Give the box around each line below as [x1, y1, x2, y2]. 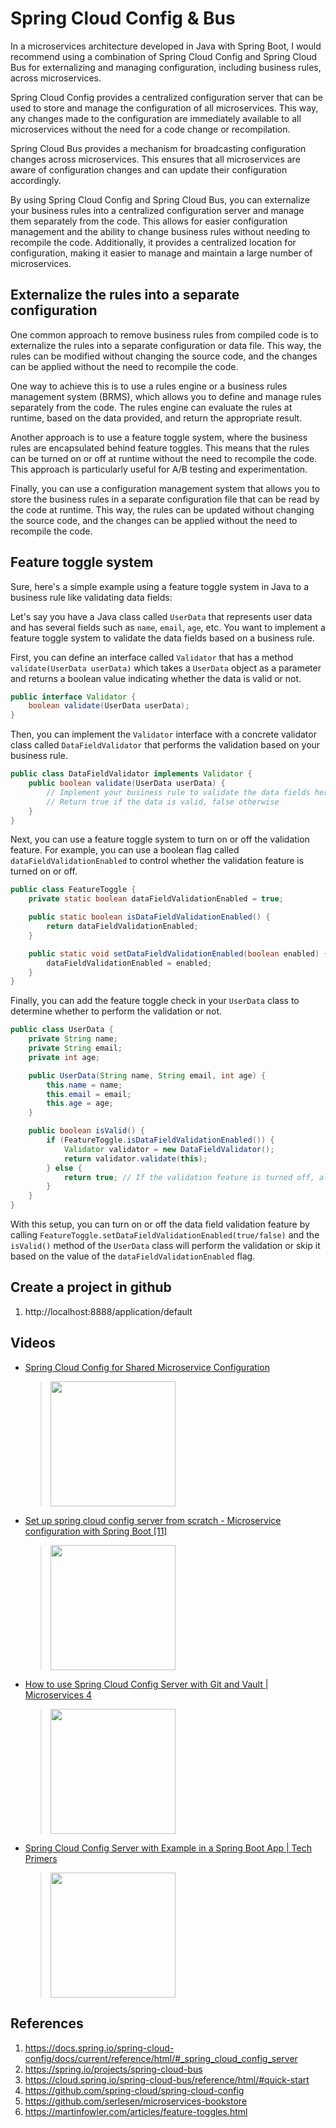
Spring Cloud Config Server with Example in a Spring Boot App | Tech [24, 1842, 312, 1854]
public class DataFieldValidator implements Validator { [10, 769, 253, 779]
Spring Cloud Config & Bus [10, 7, 236, 30]
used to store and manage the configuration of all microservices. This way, [10, 102, 319, 114]
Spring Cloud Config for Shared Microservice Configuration [24, 1361, 270, 1373]
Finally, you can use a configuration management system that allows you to [10, 482, 321, 494]
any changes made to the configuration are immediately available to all [10, 112, 302, 124]
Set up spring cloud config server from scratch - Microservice [24, 1514, 282, 1526]
